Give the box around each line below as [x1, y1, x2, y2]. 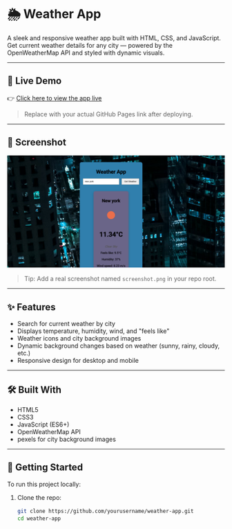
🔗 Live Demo [7, 75, 62, 87]
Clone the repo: [17, 493, 62, 501]
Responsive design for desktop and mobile [17, 357, 139, 365]
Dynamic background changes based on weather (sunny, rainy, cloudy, [17, 341, 220, 350]
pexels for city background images [17, 435, 116, 444]
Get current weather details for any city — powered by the [7, 41, 173, 49]
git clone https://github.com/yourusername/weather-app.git [17, 508, 194, 514]
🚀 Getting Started [7, 462, 84, 474]
